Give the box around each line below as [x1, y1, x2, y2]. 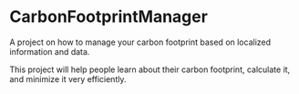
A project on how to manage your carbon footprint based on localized [9, 37, 272, 47]
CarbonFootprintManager [9, 6, 208, 27]
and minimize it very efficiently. [9, 73, 127, 84]
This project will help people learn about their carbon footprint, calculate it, [9, 64, 291, 75]
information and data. [9, 46, 90, 57]
